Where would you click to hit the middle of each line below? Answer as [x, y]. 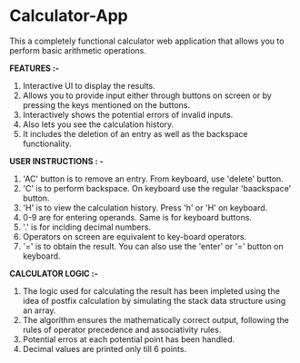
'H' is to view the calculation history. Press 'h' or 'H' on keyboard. [145, 207]
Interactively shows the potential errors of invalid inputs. [128, 114]
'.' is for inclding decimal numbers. [87, 227]
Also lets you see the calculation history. [98, 124]
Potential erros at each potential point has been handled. [129, 339]
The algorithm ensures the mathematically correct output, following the [155, 319]
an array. [39, 310]
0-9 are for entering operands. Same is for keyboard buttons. [137, 217]
